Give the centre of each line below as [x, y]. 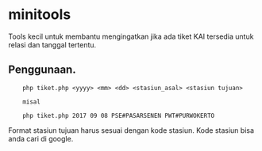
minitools [40, 15]
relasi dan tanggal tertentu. [52, 44]
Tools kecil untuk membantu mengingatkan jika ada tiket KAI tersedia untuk [131, 36]
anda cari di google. [41, 138]
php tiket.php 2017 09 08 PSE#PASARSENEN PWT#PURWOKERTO [119, 115]
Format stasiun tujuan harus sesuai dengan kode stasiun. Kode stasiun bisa [131, 130]
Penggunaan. [42, 70]
